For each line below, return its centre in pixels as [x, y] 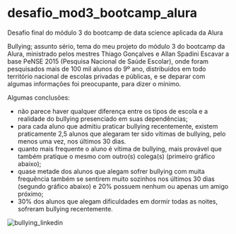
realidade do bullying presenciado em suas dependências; [103, 119]
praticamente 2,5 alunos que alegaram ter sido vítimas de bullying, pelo [122, 134]
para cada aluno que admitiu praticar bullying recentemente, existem [118, 126]
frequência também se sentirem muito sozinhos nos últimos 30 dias [116, 179]
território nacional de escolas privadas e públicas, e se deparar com [106, 76]
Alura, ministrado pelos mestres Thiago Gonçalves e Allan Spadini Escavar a [118, 54]
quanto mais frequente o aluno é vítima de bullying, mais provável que [120, 148]
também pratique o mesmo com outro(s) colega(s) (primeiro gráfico [116, 156]
